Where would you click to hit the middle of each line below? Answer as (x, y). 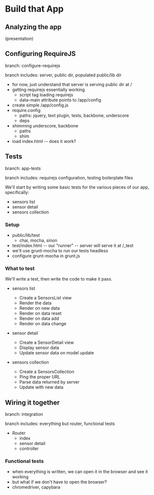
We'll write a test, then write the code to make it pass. (59, 279)
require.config (26, 110)
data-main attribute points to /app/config (60, 100)
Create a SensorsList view (45, 298)
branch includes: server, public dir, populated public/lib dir (63, 75)
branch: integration (24, 414)
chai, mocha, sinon (38, 240)
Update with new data (41, 387)
